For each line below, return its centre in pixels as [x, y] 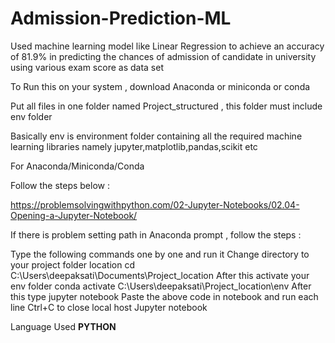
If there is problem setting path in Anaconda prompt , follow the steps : [156, 234]
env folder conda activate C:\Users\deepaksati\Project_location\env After [161, 286]
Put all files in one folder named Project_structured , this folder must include [166, 106]
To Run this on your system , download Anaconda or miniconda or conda [160, 86]
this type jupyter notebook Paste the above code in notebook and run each [164, 296]
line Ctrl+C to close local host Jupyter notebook [109, 307]
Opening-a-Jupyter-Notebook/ [74, 215]
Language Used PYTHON [63, 326]
